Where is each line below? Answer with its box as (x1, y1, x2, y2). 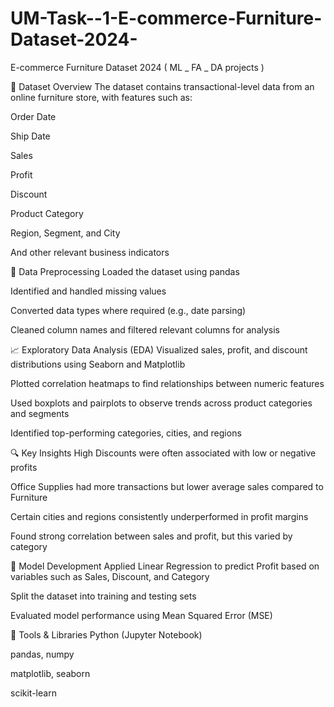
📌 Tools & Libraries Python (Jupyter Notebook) (10, 628, 203, 641)
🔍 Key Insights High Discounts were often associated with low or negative (10, 447, 317, 459)
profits (10, 461, 38, 473)
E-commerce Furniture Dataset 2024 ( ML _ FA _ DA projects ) (10, 61, 265, 73)
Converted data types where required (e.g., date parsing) (10, 304, 247, 316)
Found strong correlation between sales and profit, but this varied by (10, 530, 293, 542)
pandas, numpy (10, 648, 75, 660)
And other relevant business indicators (10, 246, 170, 258)
